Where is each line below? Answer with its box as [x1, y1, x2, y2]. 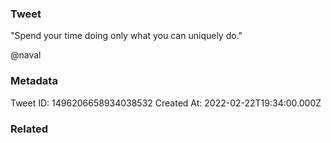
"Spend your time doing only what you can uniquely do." [10, 30, 243, 42]
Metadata [10, 74, 58, 88]
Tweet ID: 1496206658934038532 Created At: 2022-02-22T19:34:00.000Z [10, 97, 322, 109]
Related [10, 122, 49, 136]
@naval [10, 49, 42, 61]
